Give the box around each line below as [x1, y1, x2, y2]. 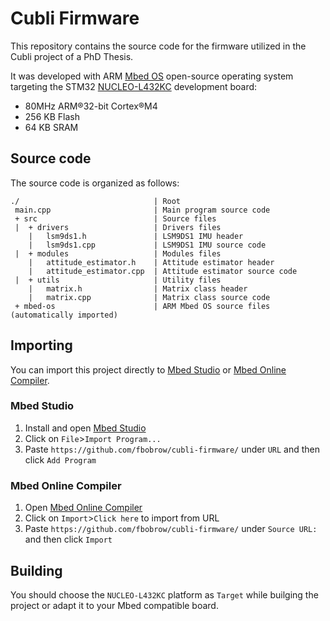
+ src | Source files [14, 213, 217, 224]
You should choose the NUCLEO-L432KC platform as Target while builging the [10, 588, 319, 601]
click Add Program [24, 453, 97, 466]
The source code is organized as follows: [10, 177, 180, 189]
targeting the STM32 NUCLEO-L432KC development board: [10, 80, 258, 92]
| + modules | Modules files [14, 248, 222, 259]
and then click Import [24, 533, 113, 546]
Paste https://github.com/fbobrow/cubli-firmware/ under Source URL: [24, 523, 318, 535]
